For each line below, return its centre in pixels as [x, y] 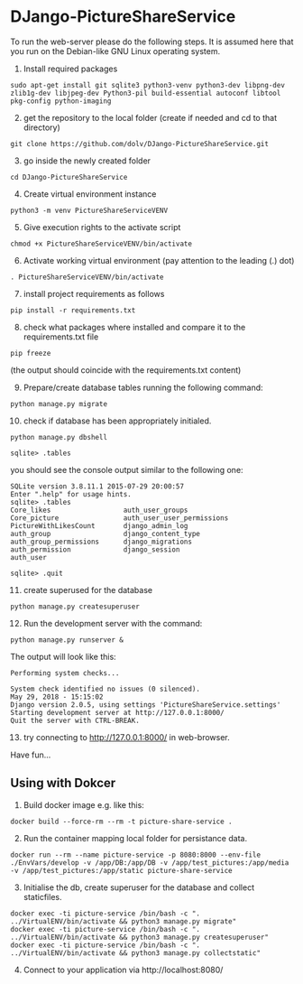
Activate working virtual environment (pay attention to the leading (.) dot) [159, 260]
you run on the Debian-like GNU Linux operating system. [115, 51]
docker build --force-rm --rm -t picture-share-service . [121, 822]
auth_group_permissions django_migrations [101, 542]
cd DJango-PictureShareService [69, 177]
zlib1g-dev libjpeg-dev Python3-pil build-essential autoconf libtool [146, 93]
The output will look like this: [63, 656]
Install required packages [70, 69]
